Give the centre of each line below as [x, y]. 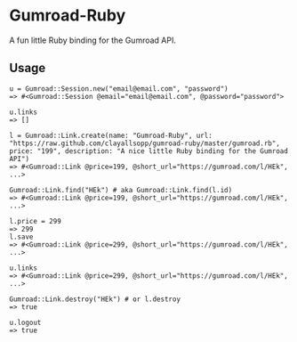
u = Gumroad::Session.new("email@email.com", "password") [119, 89]
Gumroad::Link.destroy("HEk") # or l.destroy [95, 299]
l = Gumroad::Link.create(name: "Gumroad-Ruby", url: [111, 135]
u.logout [25, 322]
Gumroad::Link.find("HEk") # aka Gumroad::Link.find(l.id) [121, 190]
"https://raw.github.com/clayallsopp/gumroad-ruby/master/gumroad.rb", [144, 143]
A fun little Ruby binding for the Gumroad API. [92, 40]
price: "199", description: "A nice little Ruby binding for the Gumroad [149, 151]
